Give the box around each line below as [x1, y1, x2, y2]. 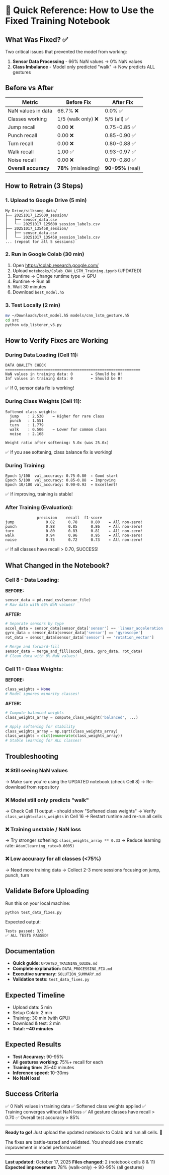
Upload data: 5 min [12, 1004, 52, 1010]
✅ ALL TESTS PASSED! [5, 933, 49, 938]
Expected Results [5, 1040, 61, 1049]
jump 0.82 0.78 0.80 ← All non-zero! [5, 520, 143, 525]
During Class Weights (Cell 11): [5, 398, 82, 405]
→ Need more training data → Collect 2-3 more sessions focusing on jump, [5, 867, 161, 873]
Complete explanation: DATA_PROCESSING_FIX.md [12, 965, 112, 972]
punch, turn [5, 872, 29, 878]
